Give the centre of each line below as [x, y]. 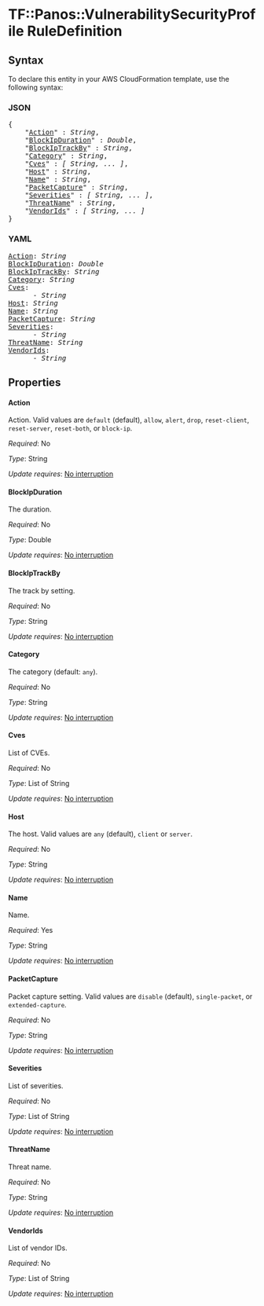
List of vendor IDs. [38, 1248]
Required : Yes [31, 930]
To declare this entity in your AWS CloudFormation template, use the [119, 79]
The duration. [30, 509]
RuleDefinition [75, 31]
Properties [35, 382]
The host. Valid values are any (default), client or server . [100, 834]
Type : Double [30, 540]
